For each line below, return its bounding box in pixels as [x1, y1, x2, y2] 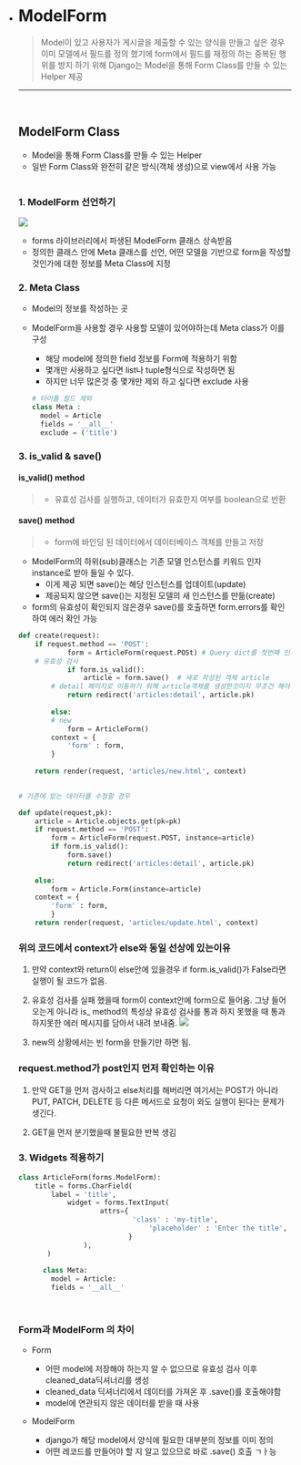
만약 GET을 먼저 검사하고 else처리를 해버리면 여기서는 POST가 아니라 [31, 1084, 279, 1095]
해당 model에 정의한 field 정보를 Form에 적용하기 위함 [45, 353, 238, 365]
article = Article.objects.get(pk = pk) [35, 817, 182, 826]
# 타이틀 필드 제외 [31, 394, 93, 404]
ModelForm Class [17, 124, 121, 139]
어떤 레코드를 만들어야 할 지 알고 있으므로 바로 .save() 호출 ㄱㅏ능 [45, 1446, 277, 1457]
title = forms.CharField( [35, 1181, 134, 1191]
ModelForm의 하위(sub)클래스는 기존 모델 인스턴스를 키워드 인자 [31, 556, 262, 567]
